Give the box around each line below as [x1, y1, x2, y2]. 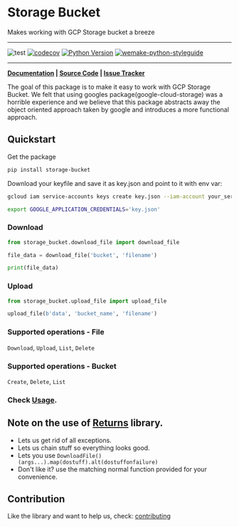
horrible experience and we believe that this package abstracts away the [7, 98, 221, 106]
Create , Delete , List [7, 377, 66, 385]
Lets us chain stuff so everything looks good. [17, 443, 151, 452]
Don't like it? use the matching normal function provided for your [17, 464, 208, 474]
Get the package [7, 152, 56, 161]
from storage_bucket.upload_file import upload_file [7, 297, 167, 305]
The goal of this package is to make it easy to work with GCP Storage [7, 83, 211, 91]
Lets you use [17, 451, 55, 459]
